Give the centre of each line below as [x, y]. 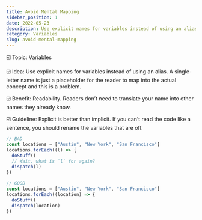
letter [13, 80]
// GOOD [16, 183]
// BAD [14, 139]
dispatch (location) [36, 206]
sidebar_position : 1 [32, 17]
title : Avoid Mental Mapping [43, 12]
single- [183, 72]
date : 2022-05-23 [28, 23]
